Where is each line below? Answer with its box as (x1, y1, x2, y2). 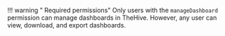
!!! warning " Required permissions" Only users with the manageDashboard (7, 6, 218, 14)
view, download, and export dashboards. (7, 21, 126, 29)
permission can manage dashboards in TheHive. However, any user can (7, 13, 217, 22)
